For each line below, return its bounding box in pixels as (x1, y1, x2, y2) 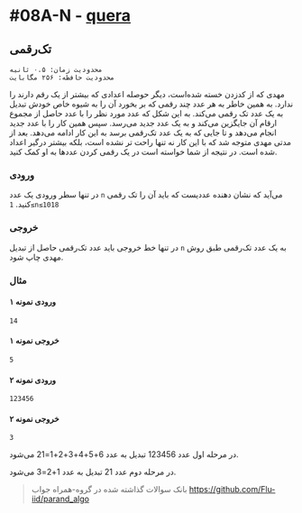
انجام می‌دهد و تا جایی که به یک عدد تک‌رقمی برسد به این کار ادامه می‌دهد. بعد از (9, 127, 277, 138)
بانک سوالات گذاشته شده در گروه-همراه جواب (31, 484, 188, 495)
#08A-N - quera (9, 5, 132, 26)
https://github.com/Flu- (188, 484, 276, 495)
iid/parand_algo (31, 493, 90, 505)
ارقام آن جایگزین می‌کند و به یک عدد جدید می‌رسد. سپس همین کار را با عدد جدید (9, 118, 278, 128)
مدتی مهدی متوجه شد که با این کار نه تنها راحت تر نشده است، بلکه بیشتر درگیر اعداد (9, 137, 291, 147)
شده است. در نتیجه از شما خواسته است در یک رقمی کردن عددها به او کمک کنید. (9, 146, 278, 157)
